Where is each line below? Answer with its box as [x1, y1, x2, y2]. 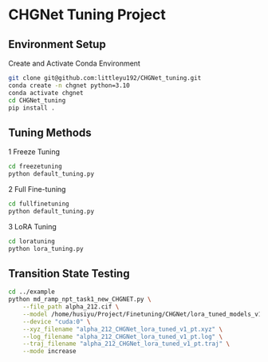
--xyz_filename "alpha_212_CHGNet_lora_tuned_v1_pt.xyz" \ [22, 325, 223, 333]
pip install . [8, 104, 56, 112]
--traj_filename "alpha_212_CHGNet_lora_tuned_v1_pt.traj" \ [22, 340, 230, 348]
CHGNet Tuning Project [8, 6, 166, 24]
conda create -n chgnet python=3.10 [8, 82, 130, 90]
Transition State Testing [8, 266, 130, 280]
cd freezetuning [8, 162, 62, 171]
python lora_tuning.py [8, 245, 84, 253]
